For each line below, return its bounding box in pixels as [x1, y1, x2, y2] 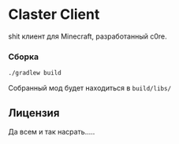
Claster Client [8, 6, 100, 24]
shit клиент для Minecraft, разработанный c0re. [8, 31, 167, 41]
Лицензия [8, 106, 60, 120]
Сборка [8, 51, 39, 62]
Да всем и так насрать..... [8, 127, 95, 136]
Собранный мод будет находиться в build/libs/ [8, 83, 172, 93]
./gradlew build [8, 69, 62, 77]
